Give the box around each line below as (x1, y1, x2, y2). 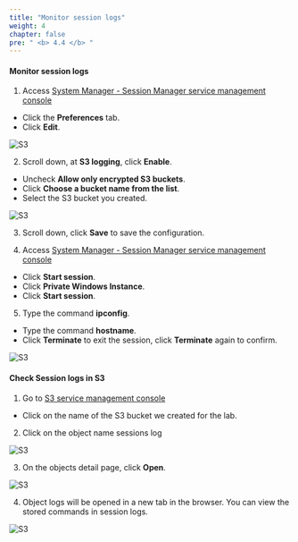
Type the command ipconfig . (21, 308, 130, 318)
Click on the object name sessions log (21, 427, 162, 438)
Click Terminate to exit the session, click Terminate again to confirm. (21, 335, 278, 345)
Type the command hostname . (21, 326, 137, 336)
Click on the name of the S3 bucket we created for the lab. (21, 410, 238, 420)
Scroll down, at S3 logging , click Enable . (21, 157, 172, 167)
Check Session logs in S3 (9, 373, 105, 384)
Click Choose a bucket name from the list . (21, 183, 180, 194)
